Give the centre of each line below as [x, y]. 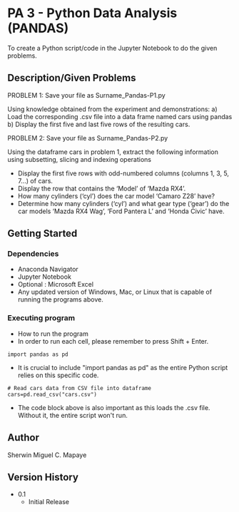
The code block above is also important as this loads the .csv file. [114, 407]
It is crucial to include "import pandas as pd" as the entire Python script [123, 367]
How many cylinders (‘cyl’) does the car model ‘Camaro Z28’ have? [116, 196]
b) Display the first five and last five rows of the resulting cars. [99, 124]
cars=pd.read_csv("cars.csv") [52, 394]
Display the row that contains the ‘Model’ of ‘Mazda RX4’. [102, 188]
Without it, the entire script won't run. [73, 415]
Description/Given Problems [72, 78]
